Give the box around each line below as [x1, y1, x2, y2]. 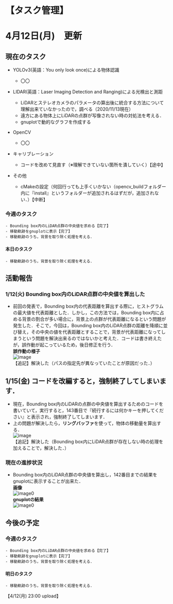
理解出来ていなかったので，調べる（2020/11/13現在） [20, 106, 134, 112]
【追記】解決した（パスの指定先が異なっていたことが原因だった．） [12, 360, 155, 366]
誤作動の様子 [12, 348, 40, 354]
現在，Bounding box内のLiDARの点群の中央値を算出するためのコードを [12, 401, 164, 407]
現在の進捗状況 [5, 459, 43, 466]
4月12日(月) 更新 [5, 30, 82, 42]
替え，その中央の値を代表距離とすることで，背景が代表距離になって [17, 329, 161, 335]
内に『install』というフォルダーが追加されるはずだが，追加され [20, 190, 154, 196]
